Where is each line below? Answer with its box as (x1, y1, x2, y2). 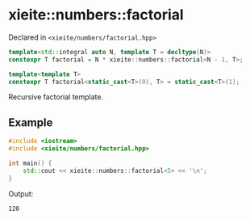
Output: (8, 188, 34, 199)
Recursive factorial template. (8, 92, 103, 102)
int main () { (8, 159, 52, 167)
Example (8, 116, 53, 129)
